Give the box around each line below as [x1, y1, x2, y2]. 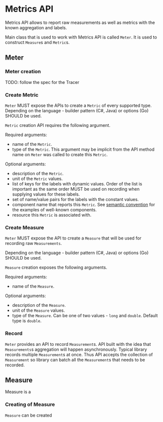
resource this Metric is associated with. [12, 212, 92, 218]
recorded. [5, 362, 25, 368]
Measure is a [5, 389, 31, 395]
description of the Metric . [12, 170, 64, 176]
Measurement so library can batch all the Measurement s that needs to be [5, 357, 145, 362]
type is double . [12, 318, 41, 324]
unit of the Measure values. [12, 307, 65, 313]
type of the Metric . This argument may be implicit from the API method [12, 146, 155, 152]
